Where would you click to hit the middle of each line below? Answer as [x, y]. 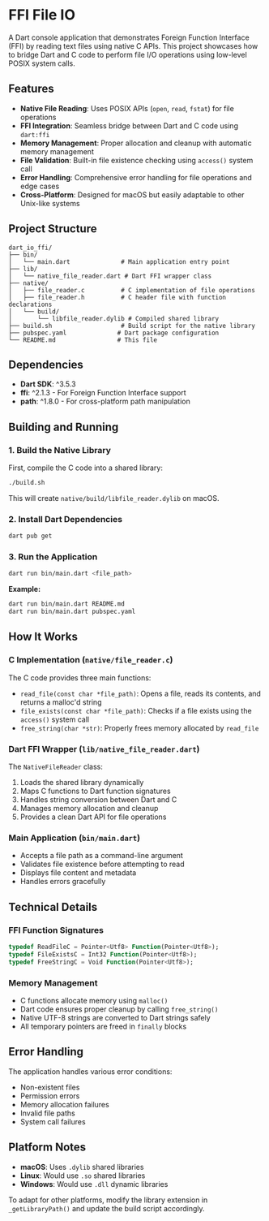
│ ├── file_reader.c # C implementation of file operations [132, 290]
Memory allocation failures [64, 1104]
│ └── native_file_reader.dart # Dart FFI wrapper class [110, 276]
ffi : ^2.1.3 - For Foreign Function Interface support [103, 393]
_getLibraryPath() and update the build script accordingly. [107, 1208]
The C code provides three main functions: [80, 677]
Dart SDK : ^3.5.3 [48, 384]
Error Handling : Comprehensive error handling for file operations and [136, 177]
